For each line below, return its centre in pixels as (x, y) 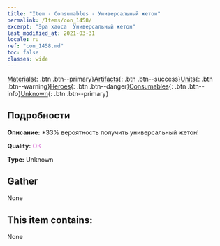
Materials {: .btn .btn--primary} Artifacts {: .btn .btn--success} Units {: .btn (110, 79)
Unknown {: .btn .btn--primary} (65, 93)
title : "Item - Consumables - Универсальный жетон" (84, 14)
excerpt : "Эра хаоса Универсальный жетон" (72, 26)
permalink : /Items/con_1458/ (50, 20)
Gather (23, 181)
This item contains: (50, 220)
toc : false (23, 53)
